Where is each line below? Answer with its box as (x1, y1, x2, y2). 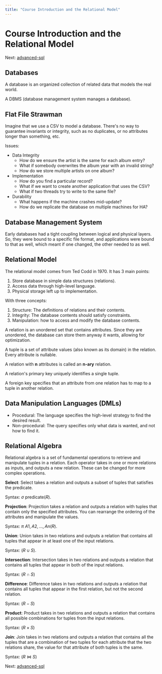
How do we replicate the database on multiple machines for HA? (19, 204, 148, 210)
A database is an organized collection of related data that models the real (5, 81, 151, 88)
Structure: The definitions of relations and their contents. (12, 307, 126, 313)
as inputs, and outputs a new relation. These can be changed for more (5, 465, 146, 471)
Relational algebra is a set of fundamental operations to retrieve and (5, 455, 141, 460)
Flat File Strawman (5, 110, 63, 118)
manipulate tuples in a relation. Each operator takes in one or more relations (5, 460, 156, 466)
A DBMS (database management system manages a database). (5, 96, 132, 102)
